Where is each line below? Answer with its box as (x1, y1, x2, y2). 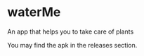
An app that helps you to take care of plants (7, 27, 134, 36)
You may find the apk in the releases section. (7, 41, 138, 49)
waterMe (7, 4, 61, 20)
